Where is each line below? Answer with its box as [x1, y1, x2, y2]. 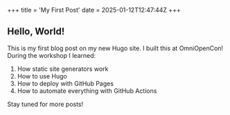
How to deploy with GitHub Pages [17, 79, 114, 87]
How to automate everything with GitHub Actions [17, 86, 157, 95]
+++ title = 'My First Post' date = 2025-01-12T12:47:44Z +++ [7, 6, 182, 14]
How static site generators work [17, 65, 109, 73]
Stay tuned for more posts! [7, 100, 84, 108]
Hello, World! [7, 25, 65, 37]
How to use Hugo [17, 72, 67, 80]
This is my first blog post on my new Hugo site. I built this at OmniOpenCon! [7, 44, 224, 52]
